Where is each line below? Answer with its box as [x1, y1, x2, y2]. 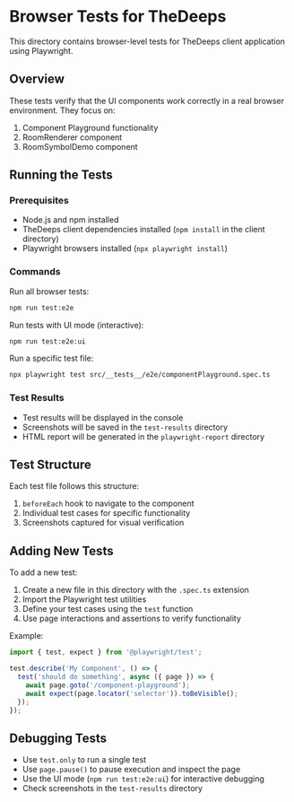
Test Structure [9, 458, 92, 473]
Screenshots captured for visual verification [22, 518, 185, 528]
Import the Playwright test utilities [22, 594, 147, 605]
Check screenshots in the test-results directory [22, 783, 203, 794]
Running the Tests [9, 168, 114, 183]
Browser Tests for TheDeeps [9, 6, 227, 27]
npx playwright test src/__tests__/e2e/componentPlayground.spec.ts [9, 370, 271, 379]
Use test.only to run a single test [22, 754, 147, 765]
